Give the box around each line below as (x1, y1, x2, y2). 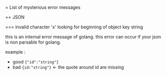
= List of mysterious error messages (5, 5, 81, 10)
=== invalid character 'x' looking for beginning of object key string (5, 24, 143, 30)
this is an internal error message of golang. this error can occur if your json (5, 34, 161, 40)
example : (5, 49, 26, 55)
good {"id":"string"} (12, 59, 59, 65)
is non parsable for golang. (5, 39, 62, 45)
